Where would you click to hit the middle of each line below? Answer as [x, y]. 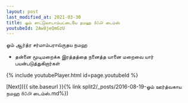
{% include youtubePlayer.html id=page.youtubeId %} [72, 75]
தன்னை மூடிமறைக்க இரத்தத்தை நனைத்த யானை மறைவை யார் [84, 57]
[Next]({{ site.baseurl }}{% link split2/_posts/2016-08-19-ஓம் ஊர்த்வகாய [94, 87]
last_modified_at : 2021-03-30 [44, 17]
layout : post [22, 12]
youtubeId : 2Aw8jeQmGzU [36, 28]
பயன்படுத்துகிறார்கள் [37, 63]
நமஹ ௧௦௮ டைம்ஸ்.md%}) [37, 94]
